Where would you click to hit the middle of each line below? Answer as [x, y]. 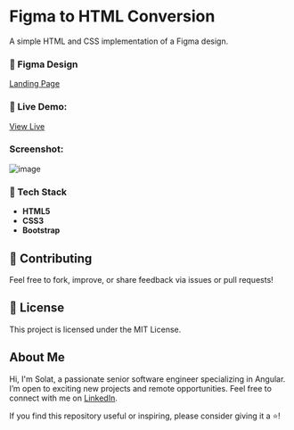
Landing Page [35, 84]
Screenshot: [37, 149]
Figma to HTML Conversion [112, 17]
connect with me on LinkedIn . [63, 398]
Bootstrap [41, 230]
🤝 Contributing [51, 258]
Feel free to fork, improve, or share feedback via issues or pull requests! [141, 279]
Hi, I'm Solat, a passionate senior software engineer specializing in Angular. [147, 379]
